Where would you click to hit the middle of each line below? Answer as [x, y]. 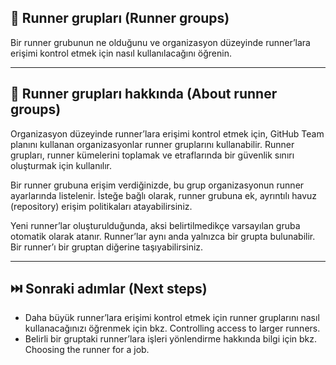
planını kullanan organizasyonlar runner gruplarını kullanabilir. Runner [152, 144]
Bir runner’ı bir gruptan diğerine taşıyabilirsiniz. [107, 247]
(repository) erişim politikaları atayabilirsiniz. [101, 206]
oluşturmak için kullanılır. [61, 165]
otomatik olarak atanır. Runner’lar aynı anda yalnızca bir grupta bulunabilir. [163, 236]
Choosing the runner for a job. [87, 350]
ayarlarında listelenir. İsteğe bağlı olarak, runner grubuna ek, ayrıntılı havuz [164, 195]
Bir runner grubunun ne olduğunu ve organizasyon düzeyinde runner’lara [160, 42]
